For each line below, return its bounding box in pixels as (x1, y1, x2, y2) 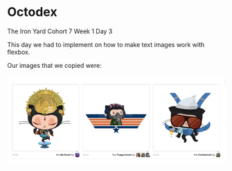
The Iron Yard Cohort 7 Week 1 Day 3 (7, 27, 113, 35)
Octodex (7, 4, 57, 20)
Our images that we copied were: (7, 61, 102, 69)
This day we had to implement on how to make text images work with (7, 40, 205, 48)
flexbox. (7, 48, 30, 56)
